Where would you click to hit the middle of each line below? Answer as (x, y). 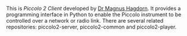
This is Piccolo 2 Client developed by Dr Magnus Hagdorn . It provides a (93, 8)
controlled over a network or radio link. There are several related (85, 21)
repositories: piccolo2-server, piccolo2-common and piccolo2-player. (91, 27)
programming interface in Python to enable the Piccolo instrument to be (94, 15)
